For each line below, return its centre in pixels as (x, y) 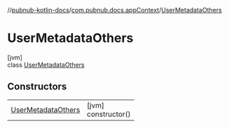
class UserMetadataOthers (46, 65)
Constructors (37, 87)
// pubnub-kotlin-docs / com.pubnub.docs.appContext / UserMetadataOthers (114, 10)
